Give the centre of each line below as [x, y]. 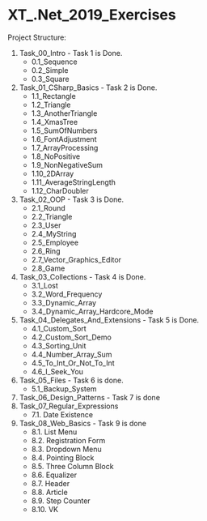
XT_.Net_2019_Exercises [92, 15]
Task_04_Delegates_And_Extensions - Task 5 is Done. [109, 320]
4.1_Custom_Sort [59, 328]
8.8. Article [49, 492]
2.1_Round [48, 207]
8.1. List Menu [54, 432]
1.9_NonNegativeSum [67, 164]
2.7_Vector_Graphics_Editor [76, 259]
